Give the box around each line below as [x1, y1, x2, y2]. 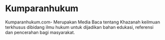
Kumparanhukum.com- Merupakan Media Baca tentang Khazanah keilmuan [5, 19, 161, 25]
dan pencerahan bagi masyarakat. [5, 29, 76, 35]
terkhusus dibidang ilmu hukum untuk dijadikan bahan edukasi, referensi [5, 24, 154, 30]
